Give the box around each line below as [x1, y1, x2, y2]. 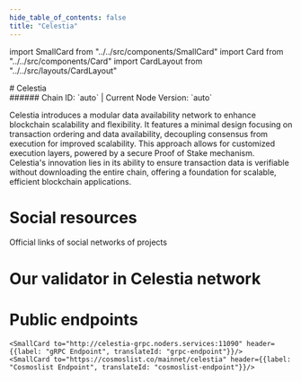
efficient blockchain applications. [9, 176, 132, 186]
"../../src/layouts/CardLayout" [9, 65, 118, 76]
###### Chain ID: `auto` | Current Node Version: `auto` [9, 91, 213, 103]
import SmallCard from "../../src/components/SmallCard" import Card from [9, 46, 284, 56]
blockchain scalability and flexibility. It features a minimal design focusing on [9, 118, 293, 130]
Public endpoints [9, 309, 138, 330]
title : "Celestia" [9, 22, 78, 30]
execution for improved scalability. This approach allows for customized [9, 138, 276, 149]
